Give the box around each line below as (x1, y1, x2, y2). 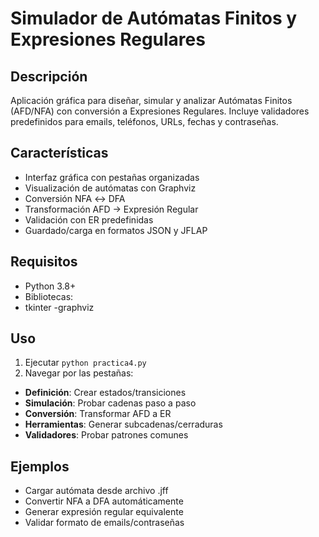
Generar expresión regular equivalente (24, 506, 184, 518)
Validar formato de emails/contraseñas (24, 517, 185, 529)
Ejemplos (10, 458, 70, 475)
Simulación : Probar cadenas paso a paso (24, 397, 197, 409)
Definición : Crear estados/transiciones (24, 387, 187, 399)
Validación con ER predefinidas (24, 213, 154, 226)
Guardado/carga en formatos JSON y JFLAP (24, 224, 208, 236)
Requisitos (10, 253, 78, 271)
